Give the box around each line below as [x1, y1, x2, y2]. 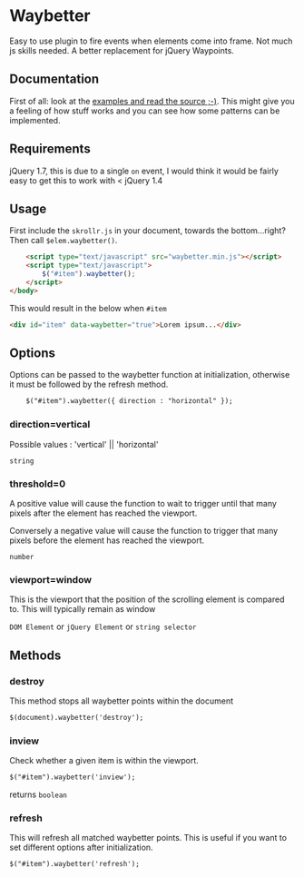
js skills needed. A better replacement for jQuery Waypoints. [9, 44, 234, 55]
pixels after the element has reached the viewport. [9, 507, 198, 518]
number [9, 552, 34, 561]
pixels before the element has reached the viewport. [9, 535, 205, 546]
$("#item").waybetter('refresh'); [9, 860, 141, 869]
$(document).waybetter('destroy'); [9, 713, 144, 722]
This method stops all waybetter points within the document [9, 695, 234, 706]
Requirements [9, 142, 91, 157]
